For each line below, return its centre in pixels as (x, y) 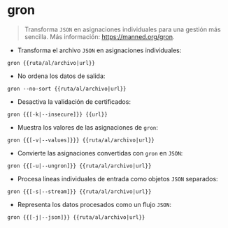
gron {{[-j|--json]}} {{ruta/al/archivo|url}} (76, 217)
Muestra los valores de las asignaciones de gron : (88, 127)
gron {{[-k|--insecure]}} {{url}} (58, 114)
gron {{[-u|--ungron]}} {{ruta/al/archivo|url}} (79, 166)
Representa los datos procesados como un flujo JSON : (94, 204)
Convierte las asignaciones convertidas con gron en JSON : (100, 153)
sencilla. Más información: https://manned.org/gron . (99, 36)
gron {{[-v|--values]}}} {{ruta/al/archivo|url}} (81, 140)
